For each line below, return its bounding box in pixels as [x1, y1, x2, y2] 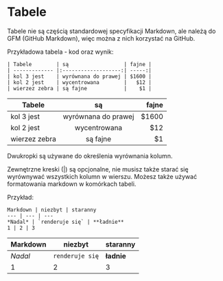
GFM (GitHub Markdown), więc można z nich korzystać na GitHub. [7, 34, 196, 42]
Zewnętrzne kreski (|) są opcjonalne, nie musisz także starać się [7, 165, 189, 173]
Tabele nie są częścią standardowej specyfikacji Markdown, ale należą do [7, 27, 216, 35]
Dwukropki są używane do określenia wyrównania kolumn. [7, 152, 173, 160]
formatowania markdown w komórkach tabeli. [7, 180, 137, 188]
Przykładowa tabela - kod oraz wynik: [7, 48, 114, 56]
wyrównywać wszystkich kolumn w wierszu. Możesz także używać [7, 172, 198, 180]
